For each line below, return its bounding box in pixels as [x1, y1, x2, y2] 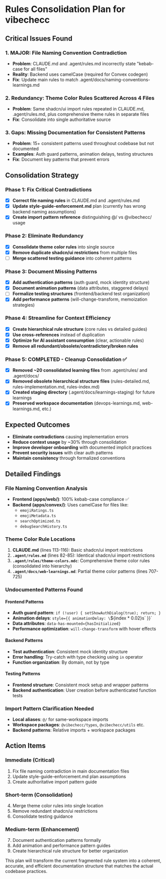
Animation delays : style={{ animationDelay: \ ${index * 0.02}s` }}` [12, 615, 152, 621]
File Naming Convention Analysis [5, 484, 87, 491]
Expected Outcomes [5, 420, 70, 429]
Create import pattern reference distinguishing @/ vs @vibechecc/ [12, 214, 152, 220]
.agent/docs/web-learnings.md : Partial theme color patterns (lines [12, 568, 147, 574]
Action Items [5, 741, 46, 750]
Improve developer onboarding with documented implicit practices [12, 444, 152, 450]
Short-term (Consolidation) [5, 791, 73, 798]
